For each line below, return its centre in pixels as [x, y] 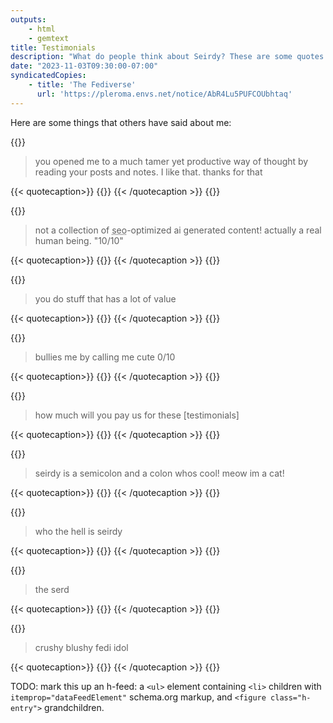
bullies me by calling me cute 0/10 [105, 357]
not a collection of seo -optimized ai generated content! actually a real [178, 230]
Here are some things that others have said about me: [121, 122]
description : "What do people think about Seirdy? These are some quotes [167, 57]
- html [42, 29]
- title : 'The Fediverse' [82, 85]
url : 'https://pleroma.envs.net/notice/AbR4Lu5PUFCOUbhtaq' [164, 94]
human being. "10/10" [79, 240]
